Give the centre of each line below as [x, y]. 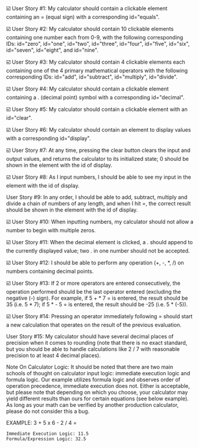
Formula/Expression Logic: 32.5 [46, 439]
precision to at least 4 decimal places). [53, 355]
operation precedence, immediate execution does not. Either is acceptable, [98, 386]
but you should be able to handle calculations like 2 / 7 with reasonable [93, 349]
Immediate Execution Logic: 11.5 [48, 434]
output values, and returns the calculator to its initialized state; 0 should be [97, 159]
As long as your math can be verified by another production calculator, [93, 405]
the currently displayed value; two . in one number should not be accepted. [98, 251]
